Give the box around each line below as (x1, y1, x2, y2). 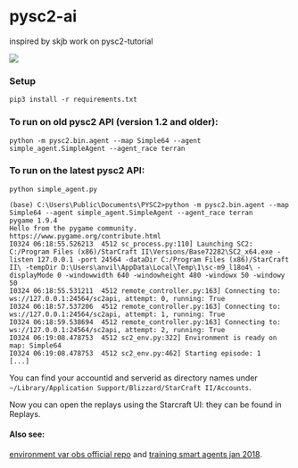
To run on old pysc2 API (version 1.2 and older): (9, 116, 219, 129)
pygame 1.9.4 (9, 216, 58, 225)
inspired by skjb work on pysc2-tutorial (9, 36, 153, 46)
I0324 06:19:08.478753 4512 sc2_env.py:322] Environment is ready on (9, 333, 277, 342)
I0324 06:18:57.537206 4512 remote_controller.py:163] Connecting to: (9, 302, 281, 311)
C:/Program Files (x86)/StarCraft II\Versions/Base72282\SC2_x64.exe (9, 247, 274, 256)
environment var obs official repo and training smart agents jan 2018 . (9, 449, 263, 460)
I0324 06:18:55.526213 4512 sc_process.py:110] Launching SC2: (9, 239, 253, 248)
